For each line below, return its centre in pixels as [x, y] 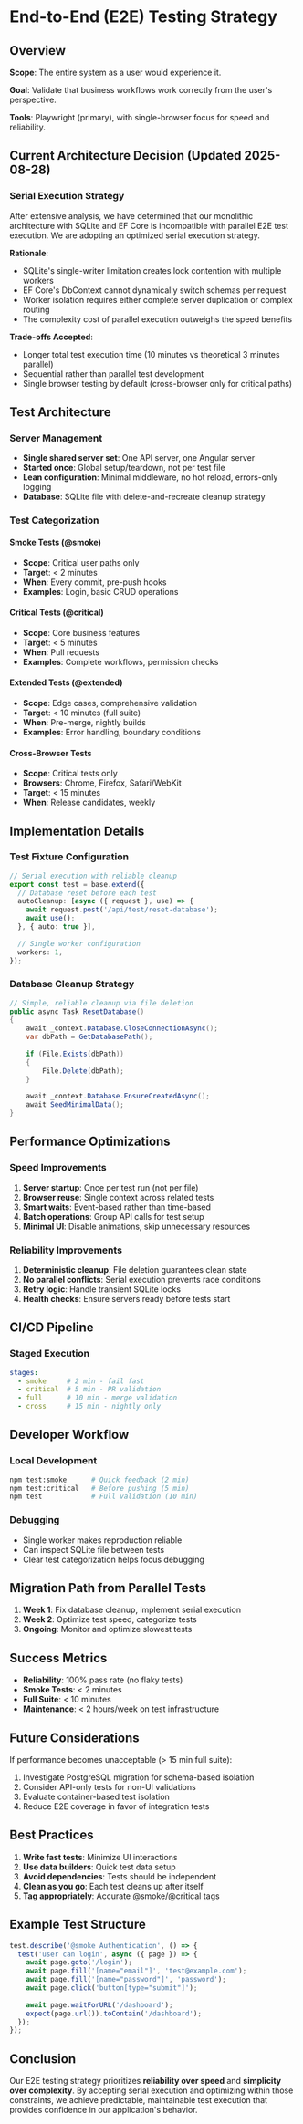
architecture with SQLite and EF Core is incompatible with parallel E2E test [149, 225]
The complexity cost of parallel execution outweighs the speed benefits [157, 319]
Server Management [56, 438]
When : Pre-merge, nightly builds [84, 722]
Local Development [53, 1461]
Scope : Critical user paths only [81, 562]
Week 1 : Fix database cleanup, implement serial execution [132, 1610]
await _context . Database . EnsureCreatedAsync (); [118, 1097]
